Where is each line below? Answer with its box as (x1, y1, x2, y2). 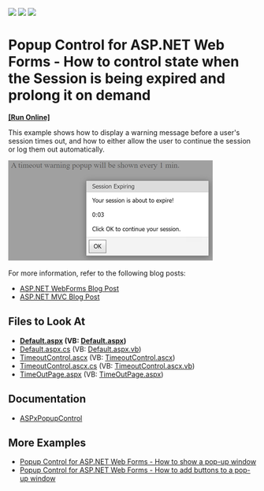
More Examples (8, 436, 87, 449)
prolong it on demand (8, 87, 151, 104)
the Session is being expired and (8, 69, 226, 88)
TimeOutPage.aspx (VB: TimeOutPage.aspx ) (19, 369, 164, 379)
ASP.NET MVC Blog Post (19, 292, 100, 302)
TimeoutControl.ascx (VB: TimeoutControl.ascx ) (19, 352, 176, 362)
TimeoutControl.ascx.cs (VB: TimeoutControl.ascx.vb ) (19, 361, 195, 370)
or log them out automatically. (8, 144, 105, 154)
